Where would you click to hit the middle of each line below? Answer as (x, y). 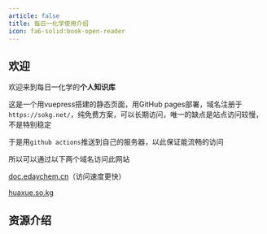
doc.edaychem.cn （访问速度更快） (67, 176)
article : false (34, 16)
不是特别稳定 (30, 125)
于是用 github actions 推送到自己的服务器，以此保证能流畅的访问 (116, 142)
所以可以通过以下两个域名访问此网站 (69, 159)
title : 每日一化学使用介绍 (49, 24)
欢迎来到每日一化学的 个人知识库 (62, 87)
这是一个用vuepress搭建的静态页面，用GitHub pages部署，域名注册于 (125, 104)
